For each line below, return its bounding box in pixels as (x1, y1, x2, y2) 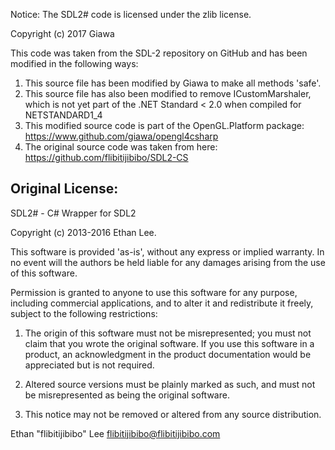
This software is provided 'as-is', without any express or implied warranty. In (10, 245, 325, 258)
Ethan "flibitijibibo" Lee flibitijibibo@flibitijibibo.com (10, 427, 221, 439)
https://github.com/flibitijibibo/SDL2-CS (24, 152, 189, 163)
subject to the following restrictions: (10, 307, 158, 319)
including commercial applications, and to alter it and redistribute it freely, (10, 297, 314, 309)
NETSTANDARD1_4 (24, 109, 103, 121)
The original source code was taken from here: (24, 141, 218, 153)
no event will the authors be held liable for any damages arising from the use (10, 256, 326, 268)
